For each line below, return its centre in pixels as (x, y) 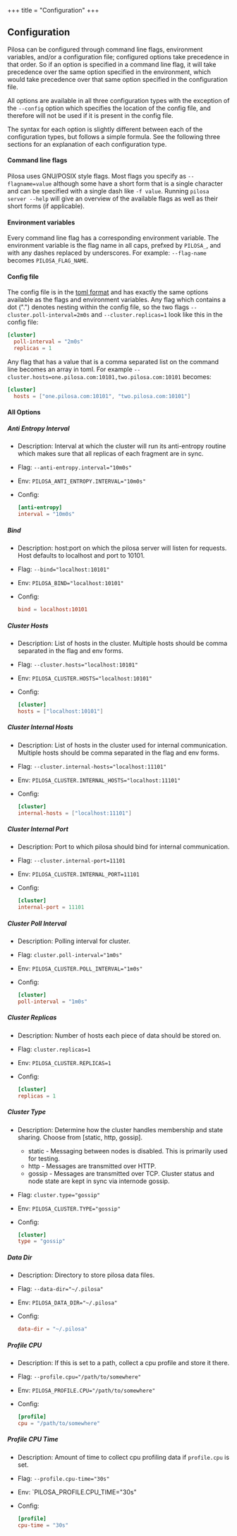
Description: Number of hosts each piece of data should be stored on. (119, 1035)
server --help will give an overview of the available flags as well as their (113, 199)
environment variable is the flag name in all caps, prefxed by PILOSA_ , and (114, 246)
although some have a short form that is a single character (138, 184)
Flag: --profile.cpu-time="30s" (63, 1478)
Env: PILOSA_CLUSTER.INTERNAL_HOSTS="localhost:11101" (99, 780)
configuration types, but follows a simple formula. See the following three (114, 136)
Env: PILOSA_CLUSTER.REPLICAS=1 (64, 1062)
